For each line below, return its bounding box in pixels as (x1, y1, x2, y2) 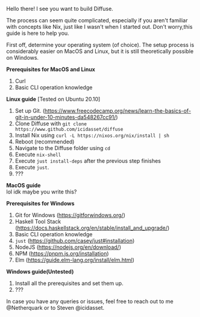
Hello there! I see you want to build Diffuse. (6, 5, 113, 12)
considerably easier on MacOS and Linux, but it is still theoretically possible (6, 48, 194, 55)
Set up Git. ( (14, 107, 45, 114)
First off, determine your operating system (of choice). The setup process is (6, 42, 195, 48)
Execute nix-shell (14, 151, 61, 158)
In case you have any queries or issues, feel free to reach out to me (6, 298, 173, 305)
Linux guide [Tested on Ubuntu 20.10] (6, 96, 101, 102)
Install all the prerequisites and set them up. (14, 280, 123, 287)
